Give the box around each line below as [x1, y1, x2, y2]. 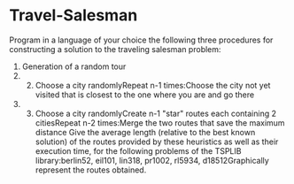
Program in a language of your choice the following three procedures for [9, 34, 274, 45]
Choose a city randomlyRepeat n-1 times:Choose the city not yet [35, 80, 271, 90]
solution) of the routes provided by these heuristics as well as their [35, 136, 279, 147]
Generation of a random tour [21, 61, 127, 72]
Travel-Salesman [9, 5, 138, 26]
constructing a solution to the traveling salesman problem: [9, 43, 221, 54]
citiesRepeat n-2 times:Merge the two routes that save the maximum [35, 117, 285, 128]
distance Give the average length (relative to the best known [35, 126, 256, 137]
